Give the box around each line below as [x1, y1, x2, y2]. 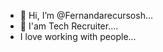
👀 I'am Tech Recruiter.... [19, 20, 119, 32]
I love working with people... [19, 31, 137, 42]
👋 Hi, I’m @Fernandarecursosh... [19, 10, 154, 21]
